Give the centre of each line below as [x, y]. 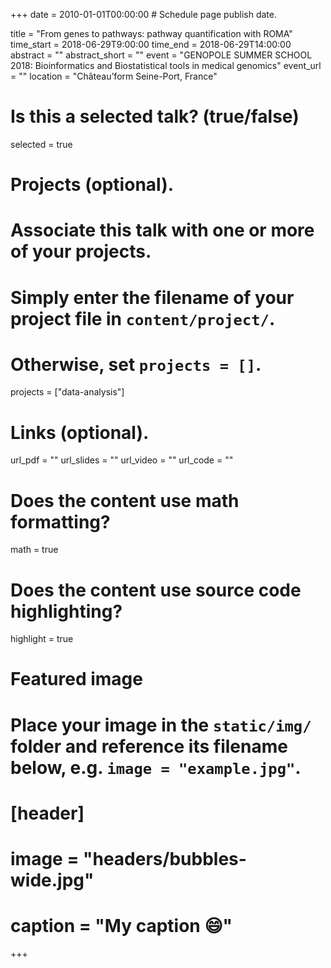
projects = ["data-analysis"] [67, 392]
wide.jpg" [52, 880]
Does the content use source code [156, 590]
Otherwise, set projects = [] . [136, 364]
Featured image [76, 679]
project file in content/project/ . [143, 318]
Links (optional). [80, 432]
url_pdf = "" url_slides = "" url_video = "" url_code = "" [122, 460]
